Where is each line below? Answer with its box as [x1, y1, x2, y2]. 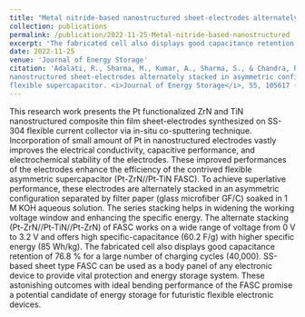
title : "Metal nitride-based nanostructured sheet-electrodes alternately [9, 13, 299, 23]
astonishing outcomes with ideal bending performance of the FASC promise [9, 279, 293, 291]
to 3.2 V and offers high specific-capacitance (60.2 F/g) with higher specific [9, 231, 295, 242]
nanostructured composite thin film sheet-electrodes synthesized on [9, 115, 266, 126]
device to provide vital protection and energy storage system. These [9, 270, 265, 281]
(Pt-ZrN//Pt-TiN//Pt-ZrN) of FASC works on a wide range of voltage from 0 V [9, 222, 296, 233]
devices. [9, 299, 42, 310]
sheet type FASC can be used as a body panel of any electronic [34, 260, 272, 271]
